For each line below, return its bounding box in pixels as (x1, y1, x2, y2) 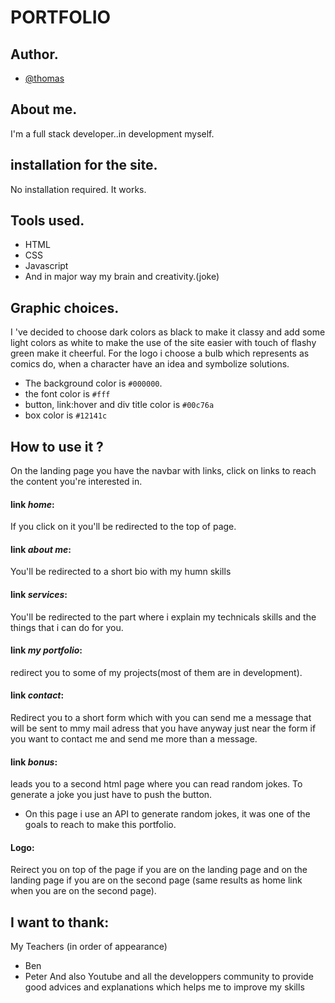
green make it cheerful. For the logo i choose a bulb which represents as (10, 347, 310, 360)
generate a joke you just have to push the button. (10, 789, 213, 801)
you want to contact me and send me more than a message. (10, 733, 258, 745)
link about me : (10, 543, 72, 555)
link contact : (10, 689, 65, 701)
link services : (10, 589, 68, 601)
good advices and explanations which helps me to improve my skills (24, 981, 305, 993)
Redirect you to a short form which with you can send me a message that (10, 712, 312, 724)
